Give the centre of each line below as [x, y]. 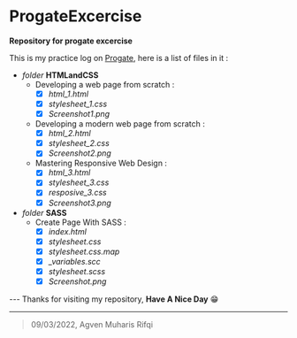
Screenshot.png [77, 281]
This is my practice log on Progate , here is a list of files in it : [119, 58]
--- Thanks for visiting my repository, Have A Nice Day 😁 [114, 299]
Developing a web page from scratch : [105, 84]
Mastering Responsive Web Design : [101, 163]
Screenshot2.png [80, 153]
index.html [67, 231]
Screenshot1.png [79, 114]
